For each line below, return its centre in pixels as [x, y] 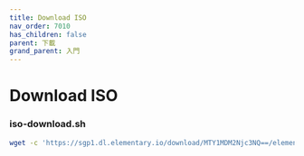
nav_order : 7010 [40, 26]
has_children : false [48, 34]
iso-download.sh [47, 124]
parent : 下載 [33, 43]
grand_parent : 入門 [45, 51]
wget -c [24, 142]
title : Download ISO [48, 18]
